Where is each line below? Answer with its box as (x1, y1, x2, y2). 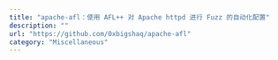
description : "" (9, 21, 69, 30)
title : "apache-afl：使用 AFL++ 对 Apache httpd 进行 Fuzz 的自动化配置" (9, 12, 271, 22)
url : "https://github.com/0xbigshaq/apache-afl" (9, 29, 192, 38)
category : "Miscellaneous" (9, 37, 109, 47)
